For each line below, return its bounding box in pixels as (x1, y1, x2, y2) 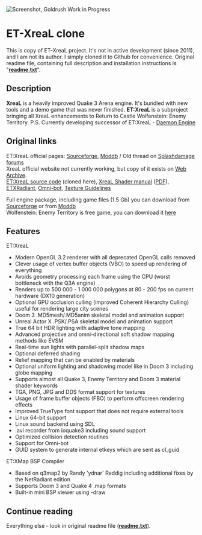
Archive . (6, 171, 27, 179)
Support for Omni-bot (14, 440, 69, 447)
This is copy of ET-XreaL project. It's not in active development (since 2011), (6, 46, 195, 54)
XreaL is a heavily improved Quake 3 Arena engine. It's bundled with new (6, 100, 188, 107)
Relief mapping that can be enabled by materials (14, 356, 135, 364)
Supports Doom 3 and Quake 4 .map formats (14, 483, 126, 490)
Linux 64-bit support (14, 414, 67, 422)
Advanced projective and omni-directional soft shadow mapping (14, 331, 174, 338)
